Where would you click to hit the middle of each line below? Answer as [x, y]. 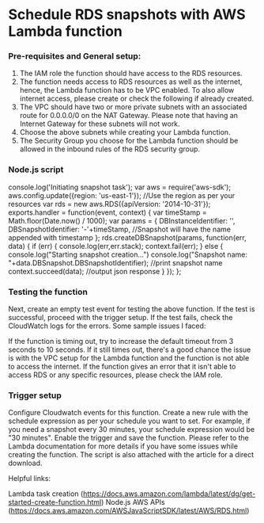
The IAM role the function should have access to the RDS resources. [131, 74]
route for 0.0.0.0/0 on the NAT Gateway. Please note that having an [129, 116]
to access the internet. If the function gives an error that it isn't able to [122, 367]
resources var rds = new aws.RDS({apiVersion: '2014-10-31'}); [109, 204]
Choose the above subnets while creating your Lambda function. [125, 132]
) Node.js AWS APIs [133, 502]
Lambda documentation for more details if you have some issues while [123, 446]
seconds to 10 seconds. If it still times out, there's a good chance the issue [130, 349]
